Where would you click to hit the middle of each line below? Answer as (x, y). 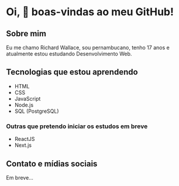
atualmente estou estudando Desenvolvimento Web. (69, 54)
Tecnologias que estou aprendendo (72, 72)
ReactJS (25, 139)
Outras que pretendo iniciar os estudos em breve (77, 126)
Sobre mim (26, 34)
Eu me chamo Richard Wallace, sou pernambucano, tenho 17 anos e (88, 47)
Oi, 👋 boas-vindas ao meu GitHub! (90, 12)
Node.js (24, 105)
